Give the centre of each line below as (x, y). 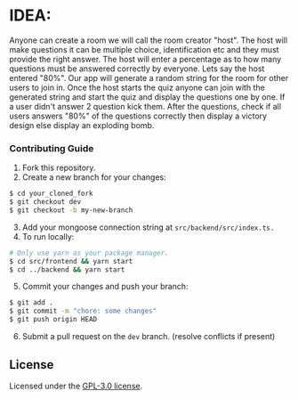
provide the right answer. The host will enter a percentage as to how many (145, 59)
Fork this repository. (59, 168)
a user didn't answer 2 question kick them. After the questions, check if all (145, 106)
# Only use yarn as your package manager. (89, 253)
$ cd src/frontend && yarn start (71, 261)
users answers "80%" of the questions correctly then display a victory (138, 116)
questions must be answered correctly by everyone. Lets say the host (137, 69)
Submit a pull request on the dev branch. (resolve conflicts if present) (149, 337)
